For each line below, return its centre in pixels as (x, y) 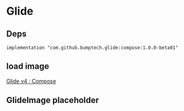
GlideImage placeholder (53, 100)
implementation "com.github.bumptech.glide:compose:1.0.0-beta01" (92, 48)
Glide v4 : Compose (31, 81)
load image (28, 66)
